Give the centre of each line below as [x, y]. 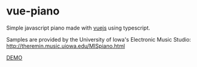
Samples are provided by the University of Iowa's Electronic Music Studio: [99, 39]
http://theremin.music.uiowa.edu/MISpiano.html [66, 46]
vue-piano [33, 11]
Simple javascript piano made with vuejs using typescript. [78, 28]
